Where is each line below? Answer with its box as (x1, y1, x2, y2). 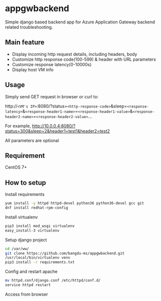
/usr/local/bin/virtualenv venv (5, 255, 70, 260)
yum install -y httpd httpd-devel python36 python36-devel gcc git (5, 201, 145, 206)
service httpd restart (5, 283, 51, 287)
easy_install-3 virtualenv (5, 228, 60, 233)
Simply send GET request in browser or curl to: (5, 93, 98, 100)
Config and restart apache (5, 268, 58, 275)
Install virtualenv (5, 214, 38, 220)
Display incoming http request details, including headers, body (12, 51, 137, 57)
